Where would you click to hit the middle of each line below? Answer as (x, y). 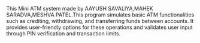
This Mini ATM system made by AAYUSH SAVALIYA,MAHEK (80, 9)
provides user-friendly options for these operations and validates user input (99, 27)
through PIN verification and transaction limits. (63, 34)
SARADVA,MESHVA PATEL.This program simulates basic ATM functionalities (100, 15)
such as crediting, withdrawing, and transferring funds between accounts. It (100, 21)
